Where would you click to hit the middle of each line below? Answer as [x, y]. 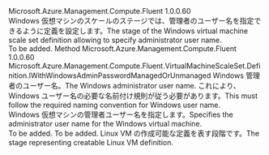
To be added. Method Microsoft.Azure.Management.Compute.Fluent [123, 49]
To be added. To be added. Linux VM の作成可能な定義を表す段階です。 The [134, 133]
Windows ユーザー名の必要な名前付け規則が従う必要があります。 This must [133, 96]
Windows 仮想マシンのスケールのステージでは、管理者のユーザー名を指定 [131, 21]
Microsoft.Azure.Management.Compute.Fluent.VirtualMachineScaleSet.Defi [134, 66]
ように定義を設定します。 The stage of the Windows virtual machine [135, 31]
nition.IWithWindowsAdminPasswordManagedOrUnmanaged [110, 75]
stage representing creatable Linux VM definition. [91, 142]
